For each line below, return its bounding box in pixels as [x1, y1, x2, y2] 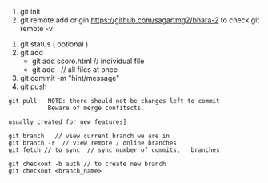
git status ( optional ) [19, 39, 89, 49]
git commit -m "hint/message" [19, 74, 120, 82]
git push [19, 82, 47, 91]
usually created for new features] [8, 118, 127, 126]
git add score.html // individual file [31, 56, 145, 66]
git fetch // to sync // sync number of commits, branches [8, 146, 220, 154]
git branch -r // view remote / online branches [8, 139, 178, 147]
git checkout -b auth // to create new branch [8, 160, 166, 168]
